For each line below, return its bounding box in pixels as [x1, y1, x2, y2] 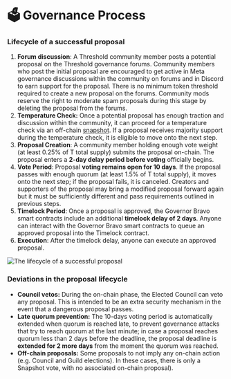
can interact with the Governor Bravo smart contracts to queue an [17, 221, 205, 230]
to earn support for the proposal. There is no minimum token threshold [17, 82, 219, 91]
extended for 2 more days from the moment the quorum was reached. [17, 342, 219, 350]
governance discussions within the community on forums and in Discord [17, 75, 223, 83]
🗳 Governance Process [7, 8, 146, 24]
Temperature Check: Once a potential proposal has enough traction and [17, 111, 225, 120]
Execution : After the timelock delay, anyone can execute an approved [17, 237, 216, 245]
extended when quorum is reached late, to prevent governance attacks [17, 320, 220, 328]
